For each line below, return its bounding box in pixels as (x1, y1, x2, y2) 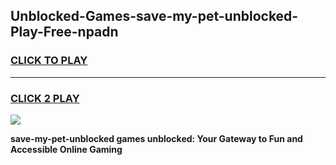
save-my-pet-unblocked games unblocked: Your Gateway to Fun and (10, 132, 303, 144)
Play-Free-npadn (10, 24, 119, 41)
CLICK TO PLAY (10, 54, 88, 68)
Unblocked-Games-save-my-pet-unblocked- (10, 8, 299, 25)
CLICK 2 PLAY (10, 91, 80, 105)
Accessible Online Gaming (10, 143, 123, 155)
